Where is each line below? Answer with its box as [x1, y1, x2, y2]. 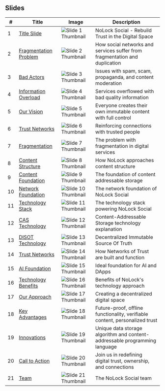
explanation [95, 226, 122, 232]
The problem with [95, 136, 136, 143]
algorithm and [95, 331, 128, 338]
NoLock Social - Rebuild [95, 27, 152, 33]
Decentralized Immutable [95, 233, 153, 240]
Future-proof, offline [95, 304, 143, 311]
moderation [95, 80, 122, 87]
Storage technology [95, 219, 141, 226]
